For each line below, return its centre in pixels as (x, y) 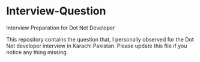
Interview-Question (56, 11)
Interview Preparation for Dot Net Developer (61, 28)
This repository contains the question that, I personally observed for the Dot (100, 39)
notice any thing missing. (37, 52)
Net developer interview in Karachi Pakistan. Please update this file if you (97, 46)
